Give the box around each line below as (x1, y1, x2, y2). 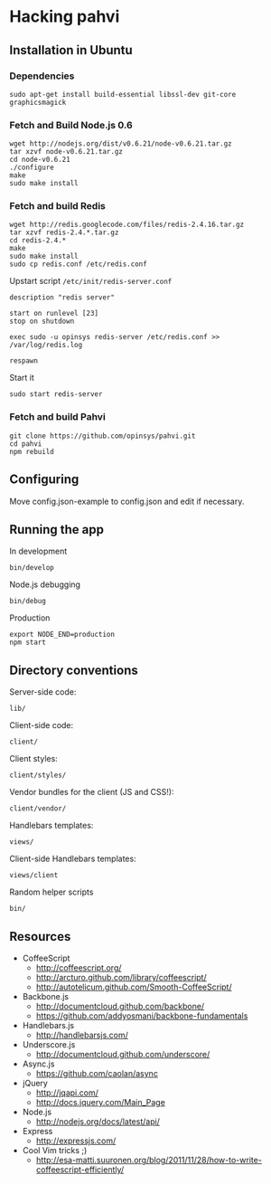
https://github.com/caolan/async (35, 1068, 158, 1079)
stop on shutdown (9, 317, 75, 327)
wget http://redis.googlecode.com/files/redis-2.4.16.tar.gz (9, 220, 245, 230)
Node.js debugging (9, 579, 81, 590)
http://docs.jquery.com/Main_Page (35, 1097, 165, 1108)
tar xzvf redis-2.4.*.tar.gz (9, 228, 119, 237)
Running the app (9, 522, 104, 537)
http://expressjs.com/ (35, 1135, 117, 1146)
